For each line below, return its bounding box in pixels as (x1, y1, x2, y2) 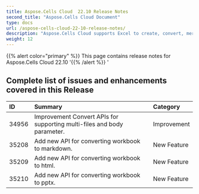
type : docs (6, 20, 33, 25)
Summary (34, 102, 63, 111)
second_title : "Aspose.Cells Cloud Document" (6, 14, 120, 20)
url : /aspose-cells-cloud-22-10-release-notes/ (6, 25, 126, 31)
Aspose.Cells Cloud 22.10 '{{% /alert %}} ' (6, 59, 109, 66)
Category (153, 102, 181, 111)
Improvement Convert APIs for (34, 112, 119, 121)
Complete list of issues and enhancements (6, 76, 167, 86)
